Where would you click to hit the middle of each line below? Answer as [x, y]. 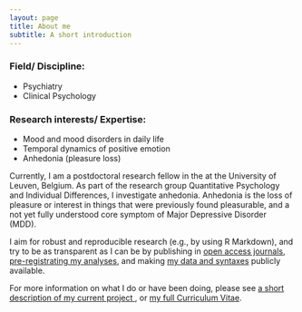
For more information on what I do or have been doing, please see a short [147, 288]
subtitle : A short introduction [70, 34]
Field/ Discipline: [47, 66]
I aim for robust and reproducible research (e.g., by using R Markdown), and [151, 241]
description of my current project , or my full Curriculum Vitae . [126, 297]
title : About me [40, 26]
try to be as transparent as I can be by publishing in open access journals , [147, 251]
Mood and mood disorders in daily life [93, 139]
